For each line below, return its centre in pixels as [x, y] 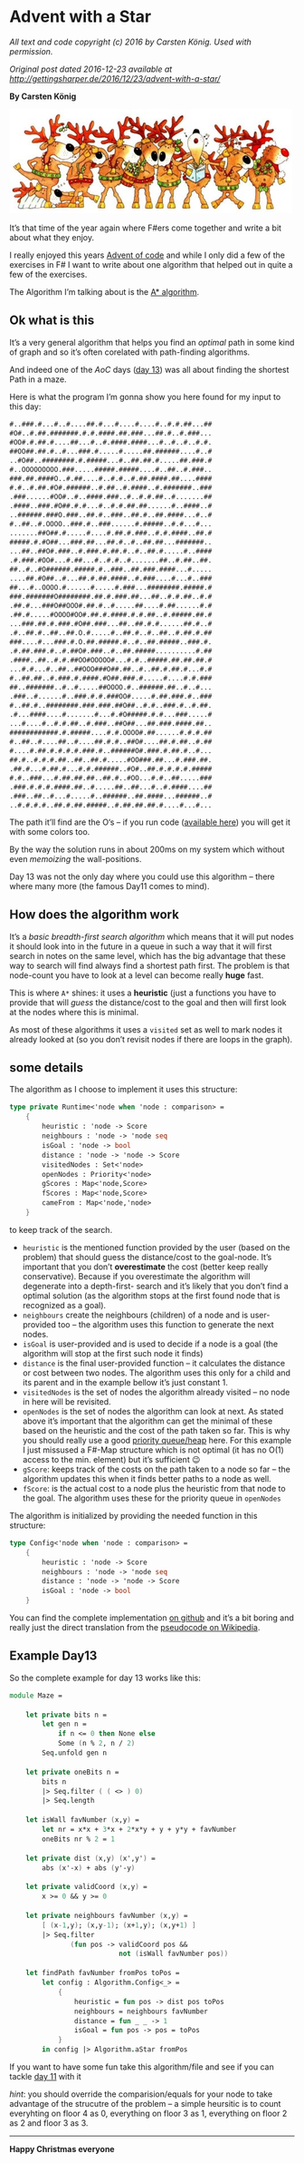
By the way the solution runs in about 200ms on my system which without [147, 849]
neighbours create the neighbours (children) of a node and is [135, 1315]
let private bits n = [66, 1715]
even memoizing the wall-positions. [76, 858]
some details [47, 1067]
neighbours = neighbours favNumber [141, 2011]
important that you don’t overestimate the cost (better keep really [145, 1267]
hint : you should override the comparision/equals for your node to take [141, 2094]
